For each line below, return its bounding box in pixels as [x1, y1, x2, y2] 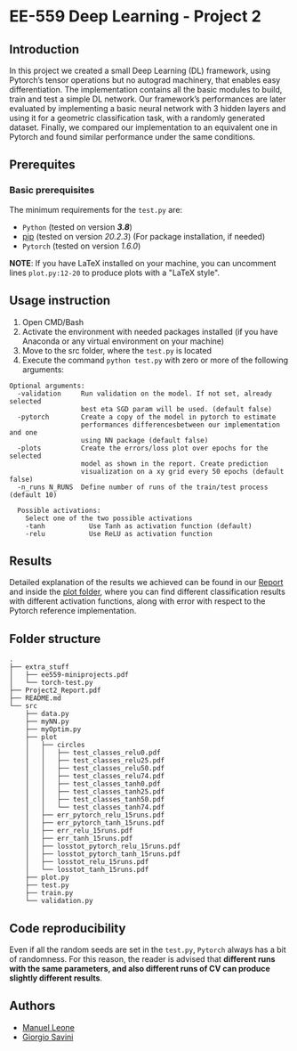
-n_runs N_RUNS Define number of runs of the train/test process [17, 483, 269, 492]
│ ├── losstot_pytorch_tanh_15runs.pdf [25, 850, 181, 859]
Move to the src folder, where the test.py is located [21, 345, 212, 355]
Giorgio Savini [21, 1031, 74, 1042]
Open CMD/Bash [21, 316, 84, 327]
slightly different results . [9, 973, 103, 983]
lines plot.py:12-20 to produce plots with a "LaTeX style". [9, 267, 221, 278]
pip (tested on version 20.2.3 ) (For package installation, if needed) [21, 231, 265, 241]
